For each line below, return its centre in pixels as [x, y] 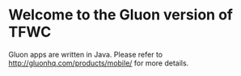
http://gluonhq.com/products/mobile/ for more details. [99, 63]
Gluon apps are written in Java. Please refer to [86, 54]
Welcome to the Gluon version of [120, 15]
